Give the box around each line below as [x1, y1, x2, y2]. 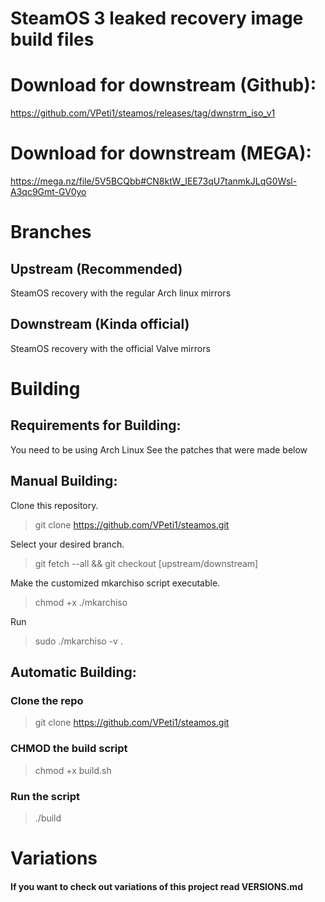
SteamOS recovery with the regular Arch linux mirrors [10, 287, 232, 299]
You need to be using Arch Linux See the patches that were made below [10, 443, 308, 456]
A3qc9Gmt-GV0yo [10, 186, 87, 198]
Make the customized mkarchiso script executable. [10, 577, 221, 589]
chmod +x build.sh [34, 764, 112, 776]
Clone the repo [10, 694, 84, 707]
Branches [10, 221, 92, 244]
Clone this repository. [10, 499, 99, 511]
